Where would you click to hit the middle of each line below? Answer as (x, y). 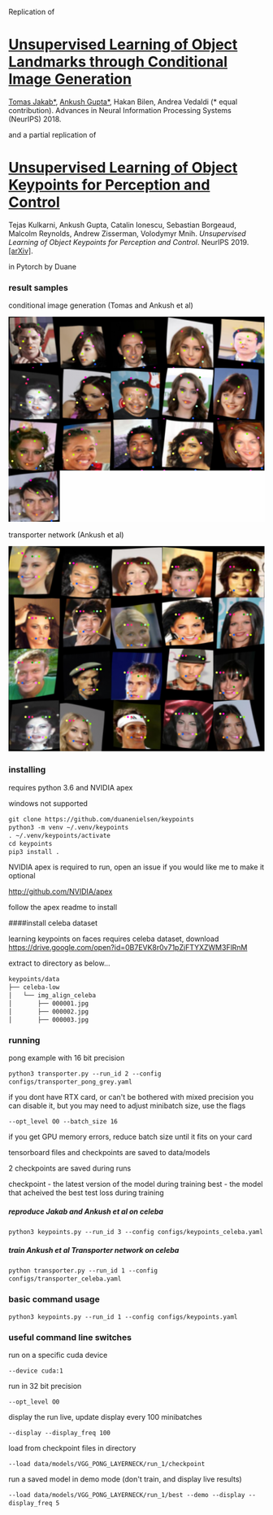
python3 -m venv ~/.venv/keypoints (69, 827)
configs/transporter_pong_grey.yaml (70, 1082)
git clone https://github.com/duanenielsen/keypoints (102, 819)
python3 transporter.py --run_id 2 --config (85, 1074)
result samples (39, 287)
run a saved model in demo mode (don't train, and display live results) (125, 1479)
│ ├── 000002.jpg (49, 1011)
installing (27, 770)
